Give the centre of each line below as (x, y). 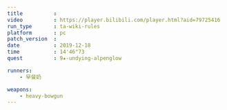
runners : (20, 70)
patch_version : (32, 39)
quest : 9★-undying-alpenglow (65, 58)
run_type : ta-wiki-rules (53, 26)
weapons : (20, 89)
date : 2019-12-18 (49, 45)
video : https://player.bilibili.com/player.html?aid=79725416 (114, 20)
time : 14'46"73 (46, 52)
